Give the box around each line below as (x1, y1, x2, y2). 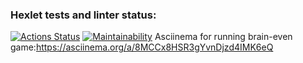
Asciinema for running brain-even (154, 31, 293, 43)
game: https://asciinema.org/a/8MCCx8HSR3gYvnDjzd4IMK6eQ (10, 41, 274, 53)
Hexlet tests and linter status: (10, 8, 157, 22)
